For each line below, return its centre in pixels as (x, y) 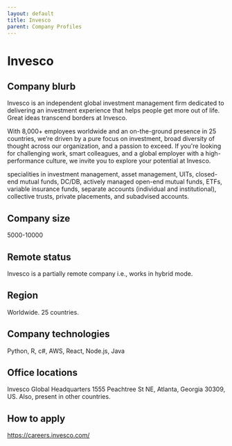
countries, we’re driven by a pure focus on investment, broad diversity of (111, 139)
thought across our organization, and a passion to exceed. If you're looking (114, 146)
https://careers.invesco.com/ (48, 436)
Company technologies (59, 334)
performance (26, 161)
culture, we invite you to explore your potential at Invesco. (128, 161)
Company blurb (42, 86)
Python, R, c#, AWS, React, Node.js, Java (66, 351)
